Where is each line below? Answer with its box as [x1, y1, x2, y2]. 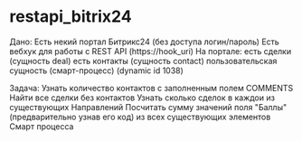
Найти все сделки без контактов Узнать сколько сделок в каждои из [9, 92, 276, 103]
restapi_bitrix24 [9, 6, 133, 27]
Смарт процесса [9, 120, 74, 132]
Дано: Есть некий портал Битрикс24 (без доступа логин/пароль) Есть [9, 36, 280, 47]
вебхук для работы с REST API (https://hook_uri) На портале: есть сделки [9, 45, 292, 56]
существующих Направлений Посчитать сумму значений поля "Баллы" [9, 101, 288, 112]
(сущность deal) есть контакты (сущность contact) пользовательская [9, 55, 278, 66]
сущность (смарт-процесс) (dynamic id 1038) [9, 65, 184, 76]
